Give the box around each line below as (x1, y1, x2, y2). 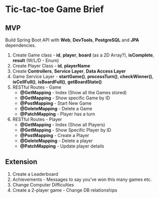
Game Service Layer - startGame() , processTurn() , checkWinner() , (12, 74, 154, 79)
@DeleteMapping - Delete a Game (20, 106, 93, 111)
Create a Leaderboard (12, 171, 59, 177)
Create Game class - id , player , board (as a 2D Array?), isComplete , (12, 52, 154, 58)
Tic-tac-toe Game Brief (5, 4, 104, 15)
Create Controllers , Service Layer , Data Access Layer (12, 68, 126, 74)
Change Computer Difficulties (12, 181, 74, 187)
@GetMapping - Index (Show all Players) (20, 122, 105, 127)
